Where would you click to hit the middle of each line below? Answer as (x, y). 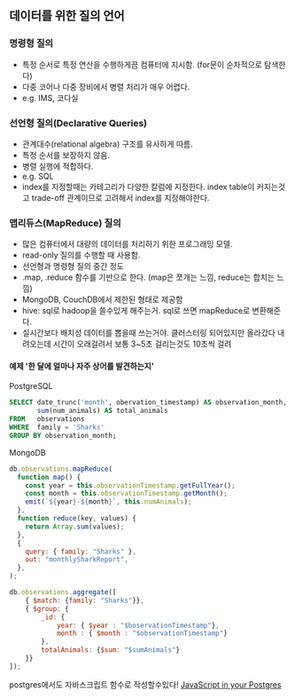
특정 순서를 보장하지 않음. (66, 155)
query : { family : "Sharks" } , (81, 552)
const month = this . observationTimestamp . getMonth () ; (126, 494)
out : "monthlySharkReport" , (77, 560)
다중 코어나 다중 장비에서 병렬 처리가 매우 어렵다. (106, 86)
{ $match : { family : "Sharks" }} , (85, 600)
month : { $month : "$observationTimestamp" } (142, 633)
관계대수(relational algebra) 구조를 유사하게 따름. (107, 144)
